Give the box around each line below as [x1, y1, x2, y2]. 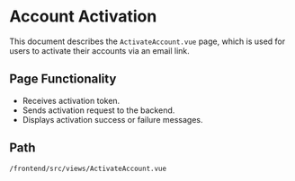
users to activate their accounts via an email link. [9, 45, 191, 56]
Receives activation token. [22, 95, 121, 106]
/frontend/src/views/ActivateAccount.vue [9, 164, 167, 173]
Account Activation [9, 6, 157, 27]
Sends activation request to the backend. [22, 105, 175, 116]
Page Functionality [9, 72, 117, 87]
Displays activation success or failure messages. [22, 114, 203, 125]
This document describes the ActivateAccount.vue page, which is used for [9, 36, 286, 47]
